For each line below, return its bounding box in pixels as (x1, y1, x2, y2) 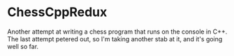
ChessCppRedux (7, 4, 108, 20)
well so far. (7, 42, 39, 50)
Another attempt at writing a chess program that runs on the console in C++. (7, 27, 228, 36)
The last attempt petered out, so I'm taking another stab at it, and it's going (7, 34, 223, 43)
